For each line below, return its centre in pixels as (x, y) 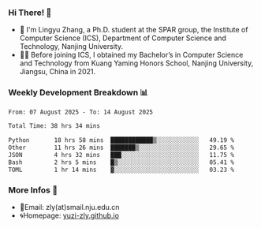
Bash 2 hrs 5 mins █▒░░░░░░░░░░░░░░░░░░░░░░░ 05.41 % (121, 162)
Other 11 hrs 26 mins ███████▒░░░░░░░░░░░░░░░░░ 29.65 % (121, 148)
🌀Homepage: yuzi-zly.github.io (69, 215)
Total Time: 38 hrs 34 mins (54, 126)
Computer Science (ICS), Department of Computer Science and (123, 38)
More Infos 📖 (33, 190)
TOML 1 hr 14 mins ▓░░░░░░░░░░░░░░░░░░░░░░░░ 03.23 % (121, 170)
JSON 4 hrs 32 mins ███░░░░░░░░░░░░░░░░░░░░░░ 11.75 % (121, 155)
